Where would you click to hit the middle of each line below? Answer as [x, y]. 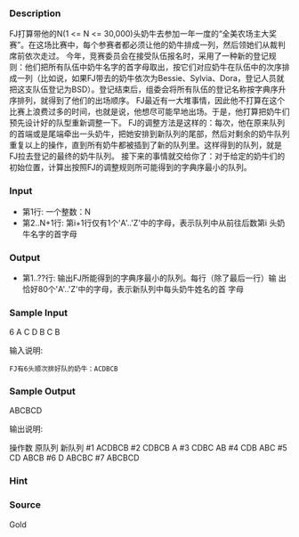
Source [25, 505]
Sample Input [39, 313]
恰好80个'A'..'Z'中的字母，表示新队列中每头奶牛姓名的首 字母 [133, 289]
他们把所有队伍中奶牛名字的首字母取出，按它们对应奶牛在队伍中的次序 [153, 67]
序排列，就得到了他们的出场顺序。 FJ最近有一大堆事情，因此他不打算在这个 [147, 101]
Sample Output [42, 392]
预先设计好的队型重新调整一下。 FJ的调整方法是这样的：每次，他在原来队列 [147, 123]
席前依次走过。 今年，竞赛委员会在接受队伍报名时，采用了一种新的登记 [139, 56]
